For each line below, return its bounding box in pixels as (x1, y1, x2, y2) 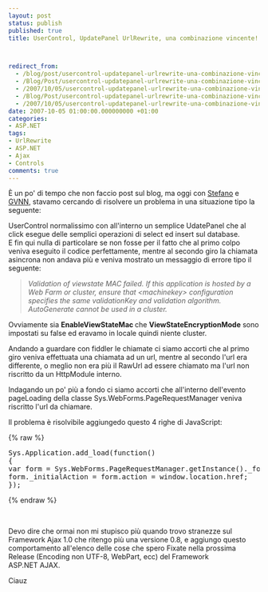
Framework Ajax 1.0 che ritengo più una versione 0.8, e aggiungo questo (8, 535, 246, 545)
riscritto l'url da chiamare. (8, 402, 93, 412)
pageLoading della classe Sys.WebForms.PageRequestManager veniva (8, 394, 242, 403)
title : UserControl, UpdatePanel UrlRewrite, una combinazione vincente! (8, 34, 259, 42)
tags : (8, 130, 26, 138)
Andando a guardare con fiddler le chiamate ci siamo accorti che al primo (8, 344, 250, 354)
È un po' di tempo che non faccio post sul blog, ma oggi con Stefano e (8, 189, 239, 198)
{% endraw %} (8, 495, 57, 505)
